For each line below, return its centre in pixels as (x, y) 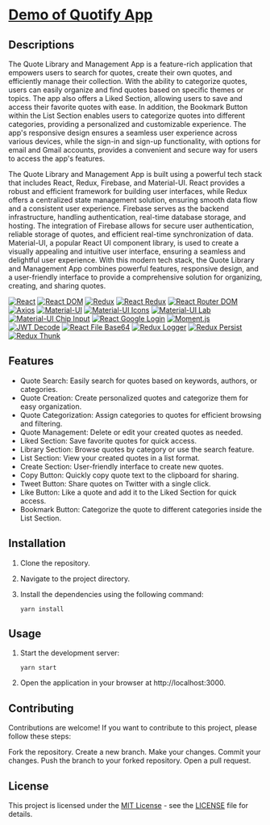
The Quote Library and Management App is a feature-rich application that (131, 64)
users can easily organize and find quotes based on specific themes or (126, 90)
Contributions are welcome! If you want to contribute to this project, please (133, 728)
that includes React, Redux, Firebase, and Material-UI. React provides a (127, 183)
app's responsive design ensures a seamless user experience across (123, 133)
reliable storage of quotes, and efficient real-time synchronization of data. (131, 234)
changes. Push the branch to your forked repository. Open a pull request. (130, 760)
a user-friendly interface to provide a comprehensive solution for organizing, (135, 277)
